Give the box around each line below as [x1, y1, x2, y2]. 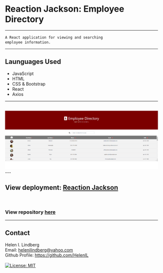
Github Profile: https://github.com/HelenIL [5, 252, 89, 258]
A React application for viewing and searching [5, 35, 103, 40]
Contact [5, 229, 30, 237]
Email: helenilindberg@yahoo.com [5, 247, 73, 253]
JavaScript [12, 71, 34, 76]
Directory [5, 14, 44, 25]
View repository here [5, 208, 56, 215]
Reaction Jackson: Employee [5, 3, 125, 15]
